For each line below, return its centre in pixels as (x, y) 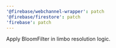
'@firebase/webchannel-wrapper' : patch (55, 11)
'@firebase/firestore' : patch (43, 17)
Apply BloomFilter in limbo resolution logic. (58, 39)
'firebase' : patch (29, 22)
